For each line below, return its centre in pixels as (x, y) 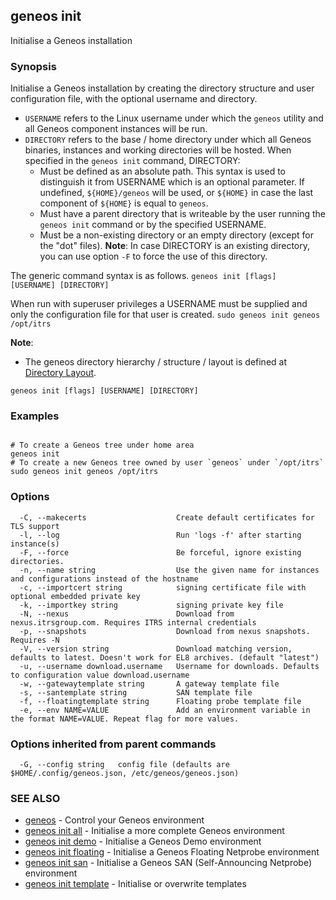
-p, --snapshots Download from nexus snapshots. (165, 631)
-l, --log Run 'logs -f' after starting (160, 535)
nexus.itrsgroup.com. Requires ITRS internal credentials (133, 622)
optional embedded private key (75, 596)
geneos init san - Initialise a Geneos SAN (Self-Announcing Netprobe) (168, 863)
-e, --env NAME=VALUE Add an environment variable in (165, 710)
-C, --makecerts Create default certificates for (167, 517)
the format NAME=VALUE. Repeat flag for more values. (125, 719)
